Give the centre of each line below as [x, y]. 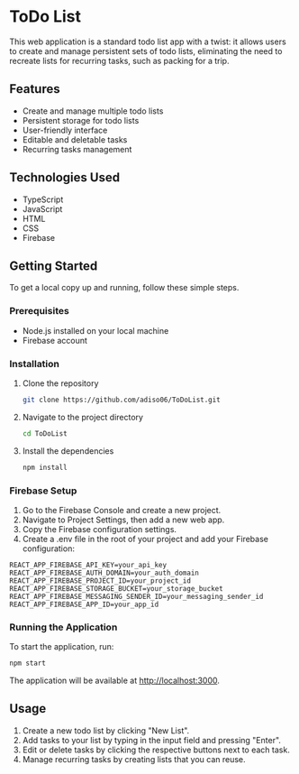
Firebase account [55, 340]
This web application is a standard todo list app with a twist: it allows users [148, 41]
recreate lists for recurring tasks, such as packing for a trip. [119, 60]
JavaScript [42, 208]
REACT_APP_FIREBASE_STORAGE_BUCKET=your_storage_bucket [116, 588]
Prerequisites [39, 311]
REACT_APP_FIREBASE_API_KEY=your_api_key [88, 565]
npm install [45, 467]
